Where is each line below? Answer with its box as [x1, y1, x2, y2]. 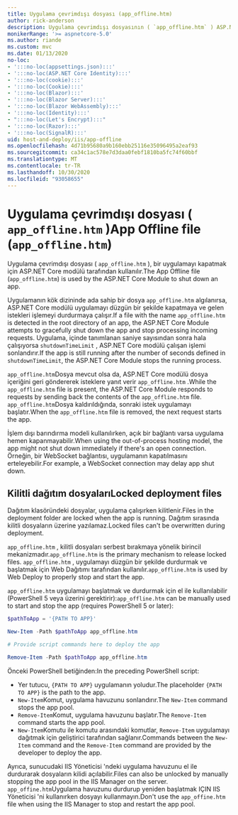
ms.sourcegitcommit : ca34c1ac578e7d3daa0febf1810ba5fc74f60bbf [7, 149, 198, 156]
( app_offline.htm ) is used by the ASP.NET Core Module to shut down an [7, 275, 218, 283]
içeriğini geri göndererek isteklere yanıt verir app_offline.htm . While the [7, 378, 217, 386]
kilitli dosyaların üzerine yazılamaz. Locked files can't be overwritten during [7, 521, 225, 530]
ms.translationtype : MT [7, 155, 78, 163]
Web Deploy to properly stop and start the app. [7, 573, 145, 581]
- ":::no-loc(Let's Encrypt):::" [7, 116, 106, 123]
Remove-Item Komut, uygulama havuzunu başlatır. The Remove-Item [17, 711, 207, 719]
